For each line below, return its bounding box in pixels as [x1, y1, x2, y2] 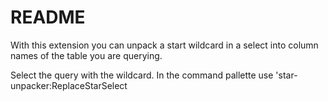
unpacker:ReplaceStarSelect [10, 79, 128, 91]
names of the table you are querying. [10, 49, 163, 61]
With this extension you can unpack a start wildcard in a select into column [10, 39, 319, 51]
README [10, 6, 86, 29]
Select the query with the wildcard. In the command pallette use [10, 69, 274, 81]
